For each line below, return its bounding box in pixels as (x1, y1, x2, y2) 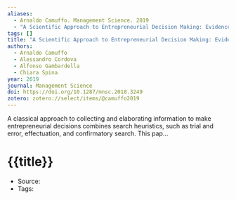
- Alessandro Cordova (13, 56, 77, 63)
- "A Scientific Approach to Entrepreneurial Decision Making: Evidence (13, 23, 231, 30)
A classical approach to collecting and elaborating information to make (7, 114, 212, 123)
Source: (17, 177, 41, 185)
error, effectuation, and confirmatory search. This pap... (7, 129, 169, 138)
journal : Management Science (7, 82, 93, 89)
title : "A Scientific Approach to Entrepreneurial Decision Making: (7, 36, 212, 44)
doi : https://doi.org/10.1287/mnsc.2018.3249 (7, 88, 143, 95)
